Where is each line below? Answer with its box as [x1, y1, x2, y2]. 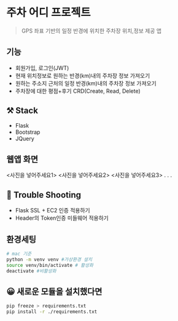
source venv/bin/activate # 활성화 [6, 262, 94, 268]
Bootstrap [15, 128, 41, 136]
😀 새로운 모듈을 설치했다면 [6, 286, 103, 296]
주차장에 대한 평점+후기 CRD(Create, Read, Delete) [15, 87, 141, 95]
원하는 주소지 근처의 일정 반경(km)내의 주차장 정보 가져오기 [15, 79, 157, 87]
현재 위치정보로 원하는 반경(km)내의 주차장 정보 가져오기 [15, 72, 150, 79]
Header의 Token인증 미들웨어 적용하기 [15, 214, 109, 222]
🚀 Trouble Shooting [6, 190, 82, 200]
